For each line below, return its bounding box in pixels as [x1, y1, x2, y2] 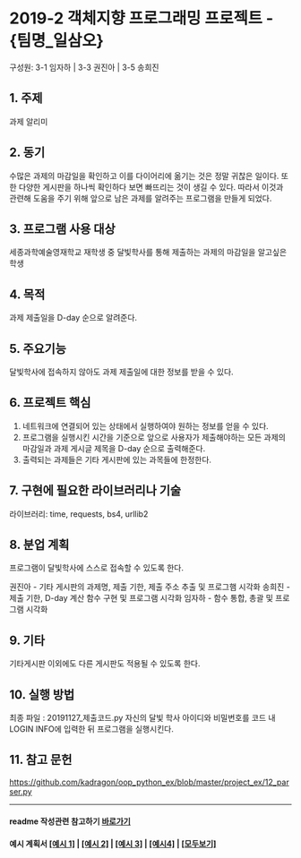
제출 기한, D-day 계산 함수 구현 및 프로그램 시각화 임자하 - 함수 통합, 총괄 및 [9, 593, 273, 604]
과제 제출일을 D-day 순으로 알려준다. [9, 313, 137, 323]
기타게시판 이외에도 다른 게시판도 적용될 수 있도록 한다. [9, 658, 201, 669]
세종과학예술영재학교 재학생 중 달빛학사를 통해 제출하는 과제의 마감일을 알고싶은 [9, 247, 288, 258]
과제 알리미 [9, 116, 48, 126]
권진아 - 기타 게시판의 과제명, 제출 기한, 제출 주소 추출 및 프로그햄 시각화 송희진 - [9, 581, 291, 592]
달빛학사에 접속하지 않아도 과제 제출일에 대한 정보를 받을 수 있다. [9, 366, 235, 377]
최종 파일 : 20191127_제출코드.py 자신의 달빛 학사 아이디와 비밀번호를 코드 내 [9, 713, 276, 724]
